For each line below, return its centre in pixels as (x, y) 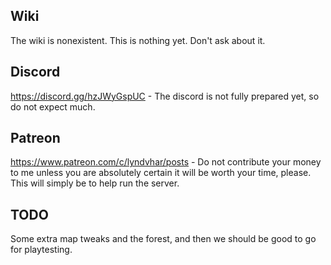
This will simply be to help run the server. (95, 183)
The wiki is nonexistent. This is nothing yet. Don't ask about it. (138, 40)
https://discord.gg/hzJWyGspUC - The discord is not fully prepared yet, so (165, 96)
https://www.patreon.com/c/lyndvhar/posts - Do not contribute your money (166, 162)
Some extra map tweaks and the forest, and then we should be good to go (163, 239)
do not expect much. (53, 106)
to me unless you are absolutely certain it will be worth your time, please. (161, 173)
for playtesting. (41, 250)
